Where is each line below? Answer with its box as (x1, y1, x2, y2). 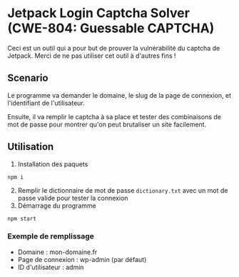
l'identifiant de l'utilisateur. (7, 99, 86, 107)
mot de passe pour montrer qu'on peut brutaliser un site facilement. (7, 120, 207, 129)
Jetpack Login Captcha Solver (7, 5, 190, 21)
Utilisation (7, 141, 54, 153)
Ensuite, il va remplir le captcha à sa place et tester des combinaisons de (7, 112, 221, 121)
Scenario (7, 72, 49, 84)
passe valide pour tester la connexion (17, 193, 128, 202)
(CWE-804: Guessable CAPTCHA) (7, 20, 215, 36)
